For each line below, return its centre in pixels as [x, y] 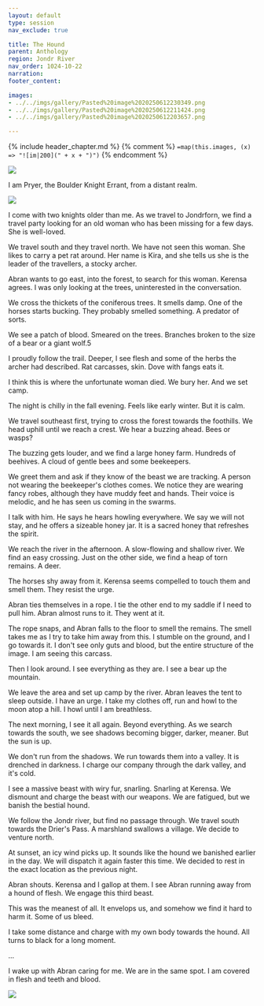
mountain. [24, 677]
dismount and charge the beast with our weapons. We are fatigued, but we [129, 797]
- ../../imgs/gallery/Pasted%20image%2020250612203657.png [107, 117]
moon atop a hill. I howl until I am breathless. [80, 710]
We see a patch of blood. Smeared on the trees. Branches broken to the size [132, 335]
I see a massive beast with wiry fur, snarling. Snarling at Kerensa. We [120, 788]
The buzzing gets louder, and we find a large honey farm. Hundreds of [122, 453]
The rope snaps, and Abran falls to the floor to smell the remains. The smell [130, 628]
